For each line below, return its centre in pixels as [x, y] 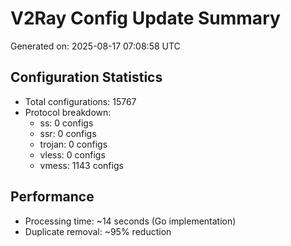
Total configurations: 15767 [80, 101]
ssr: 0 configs [68, 133]
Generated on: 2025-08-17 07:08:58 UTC [95, 46]
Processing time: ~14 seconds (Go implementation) [130, 221]
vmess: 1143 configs [81, 165]
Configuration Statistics [86, 77]
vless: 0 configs [72, 154]
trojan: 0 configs [73, 144]
